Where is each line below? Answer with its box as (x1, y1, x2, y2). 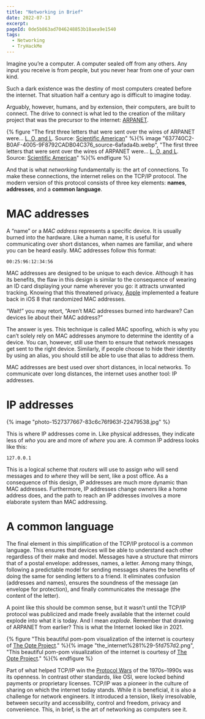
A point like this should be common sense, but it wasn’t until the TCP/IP (6, 604, 187, 611)
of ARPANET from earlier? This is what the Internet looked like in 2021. (6, 623, 184, 631)
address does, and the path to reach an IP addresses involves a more (6, 491, 181, 499)
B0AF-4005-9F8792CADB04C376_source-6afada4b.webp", (6, 141, 159, 148)
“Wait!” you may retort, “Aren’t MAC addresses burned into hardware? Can (6, 307, 194, 314)
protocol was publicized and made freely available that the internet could (6, 610, 190, 617)
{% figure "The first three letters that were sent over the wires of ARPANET (6, 128, 195, 135)
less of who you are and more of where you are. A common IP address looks (6, 436, 199, 444)
